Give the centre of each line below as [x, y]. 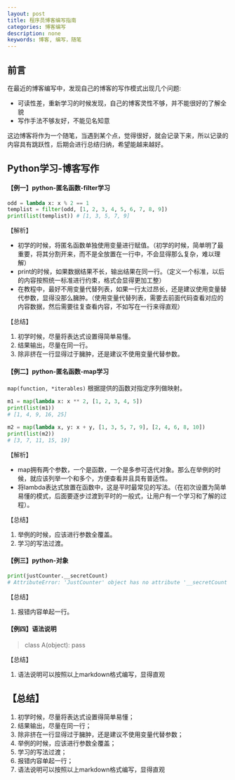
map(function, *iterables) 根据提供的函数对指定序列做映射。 [96, 388]
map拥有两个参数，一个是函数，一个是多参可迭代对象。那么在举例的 [116, 469]
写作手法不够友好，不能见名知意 [63, 121]
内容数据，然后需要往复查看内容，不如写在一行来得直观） [100, 307]
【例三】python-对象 [38, 560]
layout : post [26, 14]
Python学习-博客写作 [53, 169]
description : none [34, 33]
